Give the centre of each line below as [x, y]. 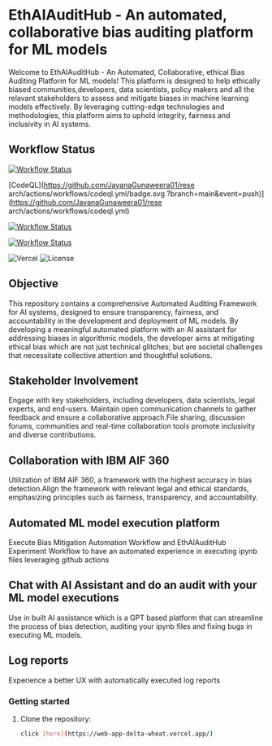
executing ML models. [45, 635]
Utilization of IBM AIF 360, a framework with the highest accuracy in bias [130, 480]
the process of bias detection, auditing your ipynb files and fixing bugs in [131, 626]
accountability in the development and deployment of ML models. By [123, 321]
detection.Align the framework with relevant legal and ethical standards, [129, 489]
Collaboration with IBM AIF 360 [89, 460]
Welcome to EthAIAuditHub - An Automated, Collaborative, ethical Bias [127, 72]
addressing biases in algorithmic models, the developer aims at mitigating [132, 338]
